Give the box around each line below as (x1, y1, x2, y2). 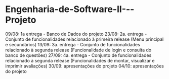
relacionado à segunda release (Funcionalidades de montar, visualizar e (5, 57, 155, 63)
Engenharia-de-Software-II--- (5, 4, 135, 15)
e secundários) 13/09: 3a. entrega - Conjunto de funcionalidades (5, 41, 140, 47)
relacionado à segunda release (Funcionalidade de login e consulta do (5, 47, 152, 53)
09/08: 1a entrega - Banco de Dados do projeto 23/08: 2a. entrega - (5, 31, 147, 37)
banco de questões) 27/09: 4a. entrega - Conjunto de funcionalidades (5, 52, 152, 58)
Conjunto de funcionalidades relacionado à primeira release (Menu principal (5, 36, 164, 42)
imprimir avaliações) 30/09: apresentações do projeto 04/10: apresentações (5, 63, 164, 69)
